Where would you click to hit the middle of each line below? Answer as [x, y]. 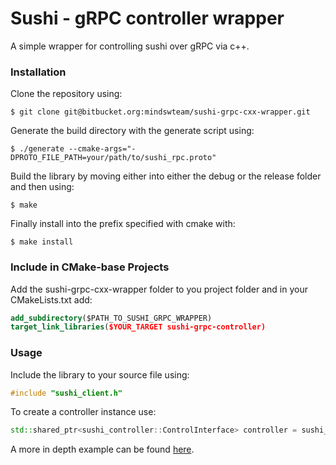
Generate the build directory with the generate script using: [132, 131]
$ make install [42, 242]
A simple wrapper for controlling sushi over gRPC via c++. [130, 46]
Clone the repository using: [66, 94]
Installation [38, 72]
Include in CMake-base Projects [90, 267]
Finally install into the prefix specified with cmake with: [123, 224]
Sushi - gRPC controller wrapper [147, 18]
